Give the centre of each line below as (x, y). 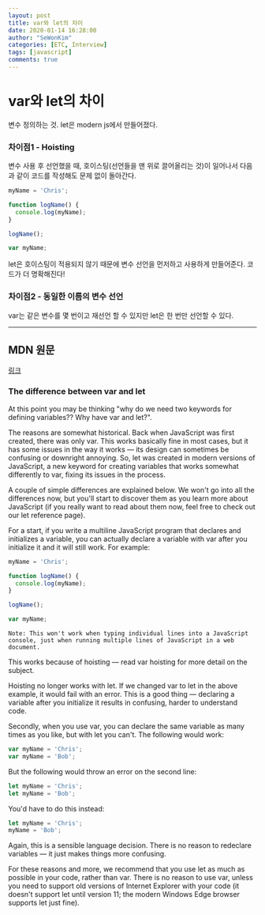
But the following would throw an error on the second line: (103, 771)
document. (24, 648)
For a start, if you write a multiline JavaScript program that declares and (125, 530)
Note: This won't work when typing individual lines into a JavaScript (128, 633)
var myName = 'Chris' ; (45, 749)
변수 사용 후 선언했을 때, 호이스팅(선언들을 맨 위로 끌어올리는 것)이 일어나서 (123, 166)
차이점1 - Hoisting (41, 147)
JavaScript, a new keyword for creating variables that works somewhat (123, 466)
